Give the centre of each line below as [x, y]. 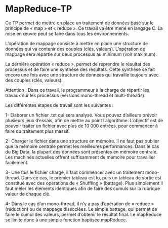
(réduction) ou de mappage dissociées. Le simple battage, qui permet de [81, 209]
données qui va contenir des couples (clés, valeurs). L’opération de [75, 49]
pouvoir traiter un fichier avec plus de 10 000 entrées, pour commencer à [82, 126]
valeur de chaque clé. [28, 194]
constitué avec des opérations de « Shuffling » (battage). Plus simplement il [84, 183]
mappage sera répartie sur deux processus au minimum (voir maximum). [81, 54]
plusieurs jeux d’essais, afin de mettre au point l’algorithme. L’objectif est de [84, 120]
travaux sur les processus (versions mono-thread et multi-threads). [75, 95]
